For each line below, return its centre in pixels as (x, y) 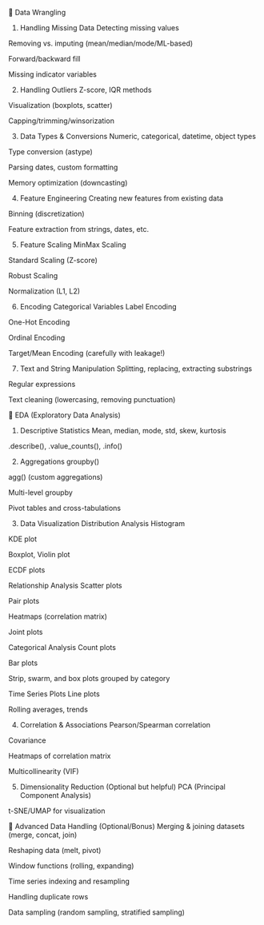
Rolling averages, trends (48, 709)
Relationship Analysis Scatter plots (65, 585)
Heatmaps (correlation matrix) (58, 616)
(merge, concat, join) (43, 835)
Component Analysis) (56, 795)
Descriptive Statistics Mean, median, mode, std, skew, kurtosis (123, 431)
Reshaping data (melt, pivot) (55, 850)
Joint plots (26, 632)
